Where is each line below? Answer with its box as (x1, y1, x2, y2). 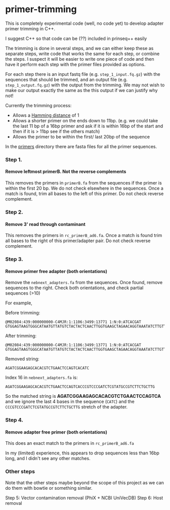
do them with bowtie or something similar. (5, 485, 93, 491)
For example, (5, 300, 33, 306)
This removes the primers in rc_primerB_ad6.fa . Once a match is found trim (5, 233, 162, 239)
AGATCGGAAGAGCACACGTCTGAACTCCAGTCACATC (5, 365, 90, 371)
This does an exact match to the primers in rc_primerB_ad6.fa (5, 440, 134, 446)
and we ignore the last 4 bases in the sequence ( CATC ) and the (5, 398, 135, 405)
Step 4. (5, 416, 24, 424)
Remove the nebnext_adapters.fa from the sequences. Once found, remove (5, 280, 163, 286)
